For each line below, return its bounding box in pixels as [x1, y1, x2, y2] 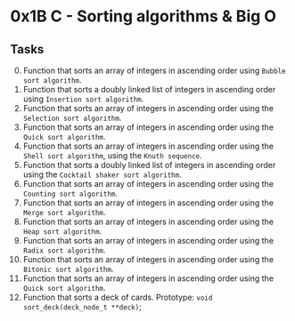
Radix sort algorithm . [22, 245, 106, 255]
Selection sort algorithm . [22, 113, 122, 123]
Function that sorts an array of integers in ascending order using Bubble [22, 65, 286, 76]
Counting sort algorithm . [22, 189, 119, 198]
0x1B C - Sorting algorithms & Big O [10, 6, 277, 27]
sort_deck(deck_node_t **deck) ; [22, 301, 142, 312]
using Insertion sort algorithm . [22, 93, 144, 104]
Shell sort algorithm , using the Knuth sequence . [22, 150, 203, 161]
